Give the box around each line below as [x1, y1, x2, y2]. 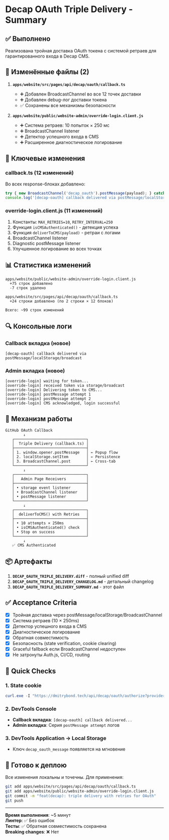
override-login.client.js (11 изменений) [5, 207, 103, 214]
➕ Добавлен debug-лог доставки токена [20, 96, 107, 103]
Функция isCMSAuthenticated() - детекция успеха [12, 224, 119, 230]
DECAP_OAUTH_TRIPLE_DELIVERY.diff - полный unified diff [12, 573, 129, 579]
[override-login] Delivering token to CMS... [5, 387, 102, 392]
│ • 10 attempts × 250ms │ [12, 521, 89, 526]
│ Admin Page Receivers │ [12, 476, 89, 482]
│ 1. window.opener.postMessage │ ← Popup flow [12, 450, 118, 455]
